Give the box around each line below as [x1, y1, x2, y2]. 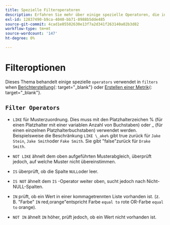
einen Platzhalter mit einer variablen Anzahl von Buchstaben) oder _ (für [12, 122, 163, 128]
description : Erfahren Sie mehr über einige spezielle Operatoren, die [5, 12, 159, 17]
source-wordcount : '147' [5, 31, 58, 36]
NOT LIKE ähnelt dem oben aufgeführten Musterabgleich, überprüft [12, 153, 152, 159]
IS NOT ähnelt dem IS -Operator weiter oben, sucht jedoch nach [12, 178, 146, 184]
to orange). [12, 204, 36, 210]
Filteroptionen [5, 62, 66, 73]
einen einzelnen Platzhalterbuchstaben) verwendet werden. [12, 127, 138, 133]
